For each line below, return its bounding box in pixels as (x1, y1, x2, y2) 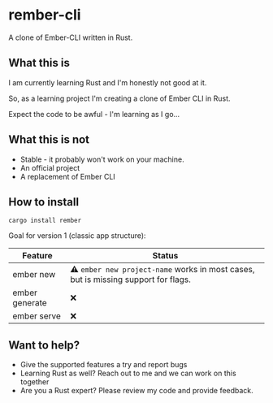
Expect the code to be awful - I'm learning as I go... (8, 109, 180, 119)
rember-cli (8, 6, 81, 24)
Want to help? (8, 338, 80, 352)
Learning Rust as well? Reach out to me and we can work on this (19, 368, 237, 379)
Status (152, 250, 179, 262)
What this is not (8, 132, 90, 147)
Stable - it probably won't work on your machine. (19, 154, 184, 164)
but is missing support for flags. (70, 274, 191, 285)
